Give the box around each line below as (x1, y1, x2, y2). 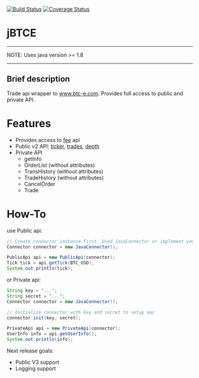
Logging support (15, 365, 56, 372)
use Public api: (6, 227, 43, 234)
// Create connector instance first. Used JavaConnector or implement (6, 238, 184, 244)
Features (6, 117, 51, 130)
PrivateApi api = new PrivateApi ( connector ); (6, 325, 120, 331)
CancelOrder (24, 180, 56, 188)
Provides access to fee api (15, 136, 80, 143)
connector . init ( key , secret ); (6, 315, 81, 321)
